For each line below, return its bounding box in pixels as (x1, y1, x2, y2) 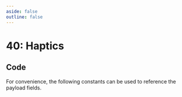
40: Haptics (6, 39, 64, 53)
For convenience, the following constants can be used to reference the (6, 78, 176, 85)
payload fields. (6, 84, 42, 91)
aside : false (6, 8, 38, 15)
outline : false (6, 14, 43, 20)
